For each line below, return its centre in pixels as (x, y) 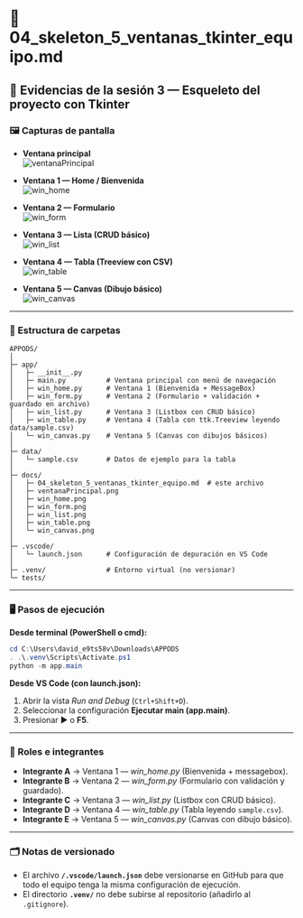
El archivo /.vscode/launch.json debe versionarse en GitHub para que (153, 875)
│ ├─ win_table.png (50, 523)
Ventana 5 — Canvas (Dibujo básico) (92, 289)
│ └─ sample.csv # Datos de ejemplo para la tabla (123, 459)
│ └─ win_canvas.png (52, 531)
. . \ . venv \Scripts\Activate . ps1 (70, 658)
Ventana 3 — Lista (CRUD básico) (86, 235)
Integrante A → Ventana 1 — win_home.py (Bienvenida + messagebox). (155, 772)
